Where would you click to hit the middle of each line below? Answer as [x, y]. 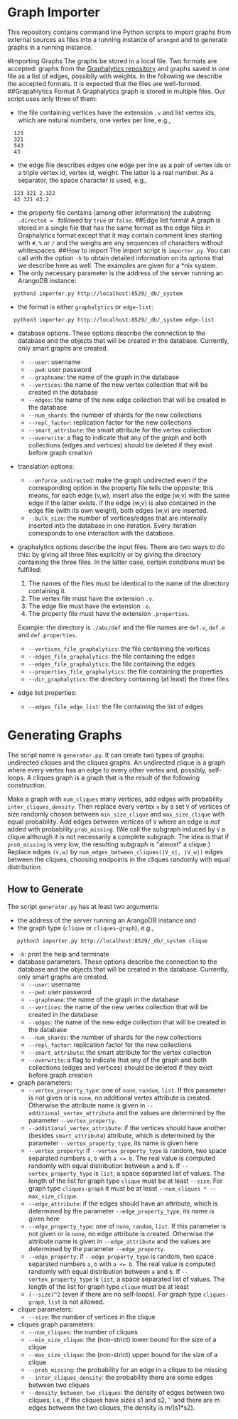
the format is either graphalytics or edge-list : [86, 307]
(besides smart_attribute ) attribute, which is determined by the [121, 1135]
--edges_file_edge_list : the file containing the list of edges [116, 706]
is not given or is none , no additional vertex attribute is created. [120, 1098]
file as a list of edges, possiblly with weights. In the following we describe [115, 76]
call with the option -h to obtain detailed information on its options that [120, 257]
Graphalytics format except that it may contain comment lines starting [120, 235]
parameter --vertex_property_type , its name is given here [113, 1143]
